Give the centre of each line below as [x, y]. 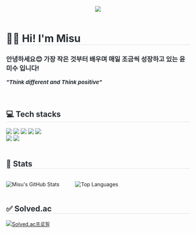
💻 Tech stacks [34, 114]
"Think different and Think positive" [54, 82]
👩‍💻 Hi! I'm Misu [43, 39]
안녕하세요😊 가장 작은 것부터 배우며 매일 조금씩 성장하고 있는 [92, 59]
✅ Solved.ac [29, 209]
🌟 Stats [19, 164]
